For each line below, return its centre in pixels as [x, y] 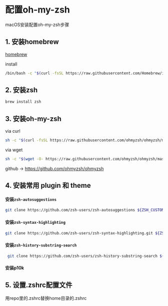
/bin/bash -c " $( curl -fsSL [34, 73]
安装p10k [14, 268]
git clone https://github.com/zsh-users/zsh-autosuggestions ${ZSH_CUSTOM [85, 210]
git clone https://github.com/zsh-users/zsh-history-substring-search [82, 256]
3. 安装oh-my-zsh [33, 118]
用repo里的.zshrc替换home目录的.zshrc [46, 298]
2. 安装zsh [21, 90]
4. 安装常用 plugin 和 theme [48, 186]
